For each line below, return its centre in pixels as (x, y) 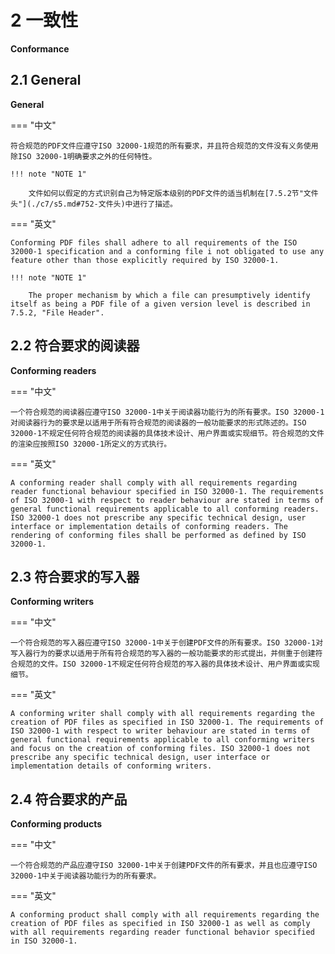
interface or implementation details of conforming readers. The (149, 526)
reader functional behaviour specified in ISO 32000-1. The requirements (167, 491)
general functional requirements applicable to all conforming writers (162, 740)
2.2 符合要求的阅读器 (75, 346)
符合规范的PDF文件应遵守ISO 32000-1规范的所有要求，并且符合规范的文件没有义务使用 (164, 146)
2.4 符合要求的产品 (69, 799)
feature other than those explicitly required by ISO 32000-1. (145, 260)
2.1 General (46, 80)
